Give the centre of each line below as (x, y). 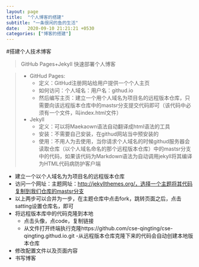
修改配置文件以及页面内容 (46, 251)
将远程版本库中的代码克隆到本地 (54, 213)
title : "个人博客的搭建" (35, 17)
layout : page (22, 12)
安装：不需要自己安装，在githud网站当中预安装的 (99, 134)
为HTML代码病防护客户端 (70, 164)
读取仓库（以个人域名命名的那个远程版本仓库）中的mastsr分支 (115, 149)
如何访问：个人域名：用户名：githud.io (86, 90)
